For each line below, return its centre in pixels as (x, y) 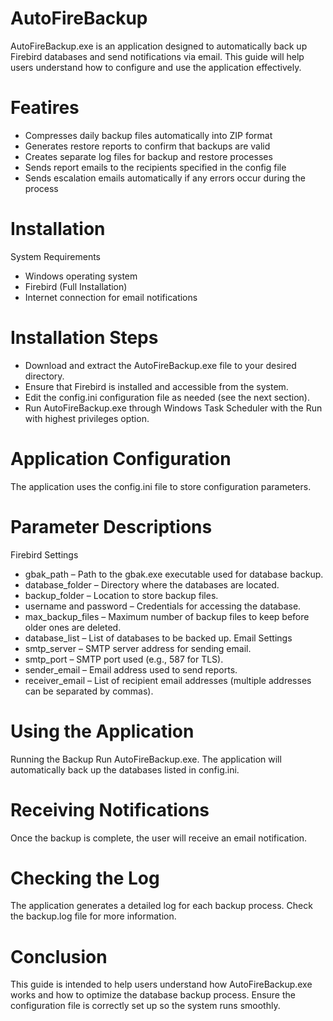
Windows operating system (81, 276)
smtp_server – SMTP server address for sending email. (138, 648)
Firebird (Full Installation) (76, 286)
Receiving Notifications (110, 809)
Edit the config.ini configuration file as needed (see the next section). (167, 397)
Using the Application (102, 731)
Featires (45, 108)
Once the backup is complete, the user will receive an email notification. (159, 838)
